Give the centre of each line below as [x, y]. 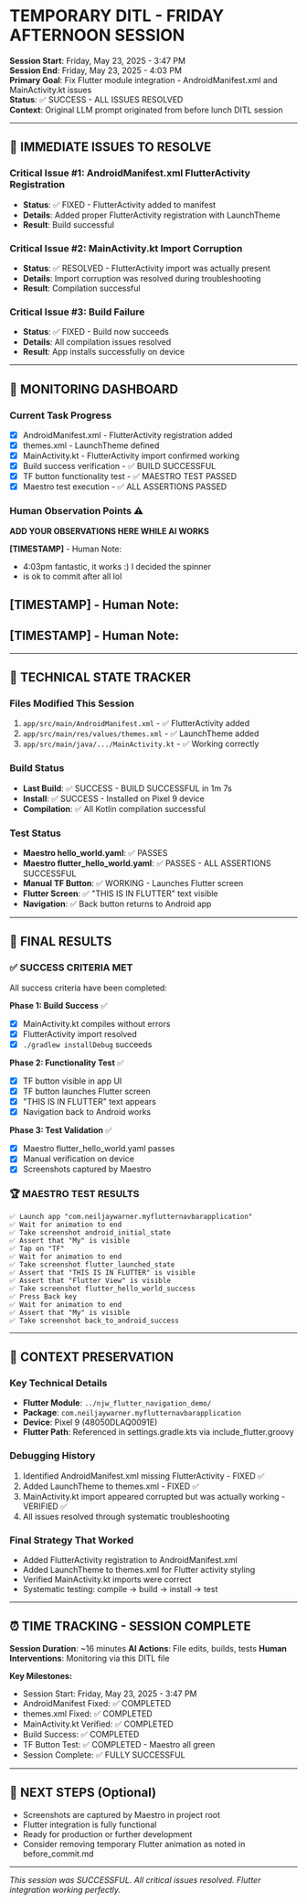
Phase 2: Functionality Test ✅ [67, 1063]
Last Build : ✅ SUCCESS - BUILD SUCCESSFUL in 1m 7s [127, 788]
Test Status [36, 833]
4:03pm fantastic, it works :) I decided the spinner [117, 566]
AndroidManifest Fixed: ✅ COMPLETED [97, 1703]
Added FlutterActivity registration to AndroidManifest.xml [130, 1559]
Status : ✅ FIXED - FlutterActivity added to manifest [119, 204]
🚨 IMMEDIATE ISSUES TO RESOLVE [111, 147]
